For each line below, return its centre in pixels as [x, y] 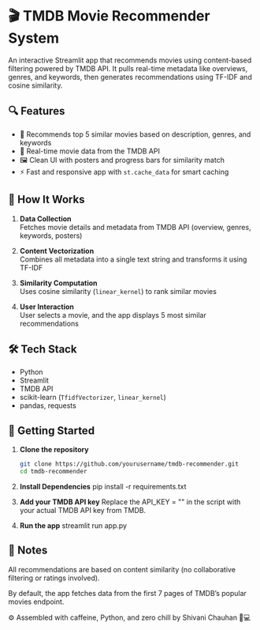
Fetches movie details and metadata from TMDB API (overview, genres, [135, 227]
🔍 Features [37, 111]
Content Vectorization [57, 251]
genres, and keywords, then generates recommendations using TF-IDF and [130, 77]
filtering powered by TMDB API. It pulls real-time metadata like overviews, [128, 68]
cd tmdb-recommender [53, 472]
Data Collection [46, 218]
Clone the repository [54, 450]
